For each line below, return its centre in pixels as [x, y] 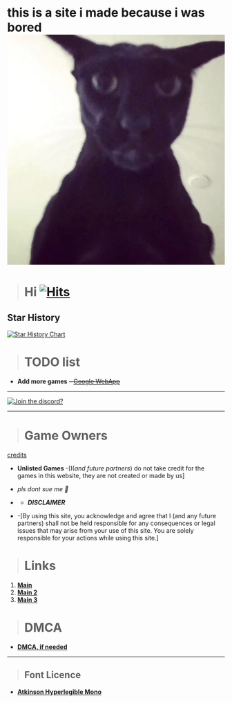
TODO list [52, 362]
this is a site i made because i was [106, 13]
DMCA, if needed [42, 647]
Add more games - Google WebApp [68, 381]
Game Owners [66, 436]
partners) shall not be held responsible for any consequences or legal [116, 523]
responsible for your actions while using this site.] [88, 538]
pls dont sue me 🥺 [43, 489]
